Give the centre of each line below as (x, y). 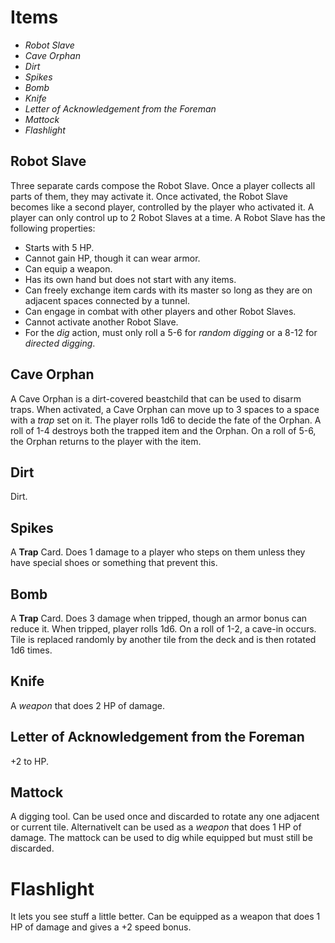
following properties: (53, 228)
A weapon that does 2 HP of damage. (87, 705)
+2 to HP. (29, 761)
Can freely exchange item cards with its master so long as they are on (168, 290)
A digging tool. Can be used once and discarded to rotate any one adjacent (165, 817)
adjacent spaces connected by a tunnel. (107, 300)
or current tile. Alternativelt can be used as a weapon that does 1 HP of (156, 827)
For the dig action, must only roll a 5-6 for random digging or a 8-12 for (171, 332)
